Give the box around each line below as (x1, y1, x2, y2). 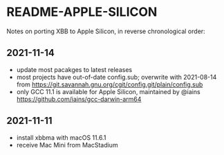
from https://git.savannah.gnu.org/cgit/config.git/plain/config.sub (16, 80, 203, 89)
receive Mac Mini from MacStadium (16, 140, 118, 149)
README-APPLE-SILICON (6, 4, 158, 20)
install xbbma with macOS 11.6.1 (16, 133, 106, 142)
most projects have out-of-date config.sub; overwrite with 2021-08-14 (16, 73, 217, 81)
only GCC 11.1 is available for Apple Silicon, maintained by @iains (16, 87, 201, 95)
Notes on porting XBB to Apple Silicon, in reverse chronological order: (6, 27, 205, 35)
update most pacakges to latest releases (16, 65, 133, 73)
